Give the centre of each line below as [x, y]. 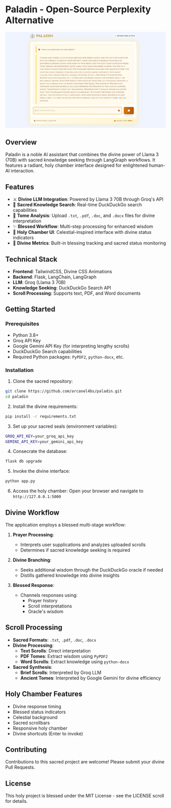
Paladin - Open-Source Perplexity [78, 9]
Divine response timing [37, 706]
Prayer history [43, 601]
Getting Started [30, 309]
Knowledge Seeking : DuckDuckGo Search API [62, 288]
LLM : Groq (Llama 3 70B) [39, 282]
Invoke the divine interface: [41, 471]
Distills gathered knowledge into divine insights [70, 575]
